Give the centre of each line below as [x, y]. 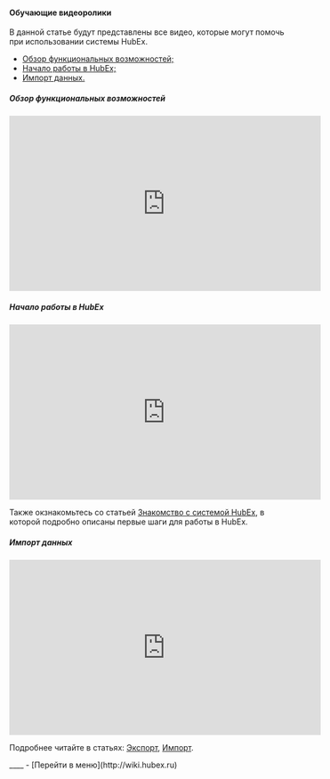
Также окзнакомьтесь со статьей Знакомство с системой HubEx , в [137, 513]
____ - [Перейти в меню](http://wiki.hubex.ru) [93, 765]
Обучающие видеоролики [60, 12]
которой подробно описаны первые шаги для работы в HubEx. [129, 522]
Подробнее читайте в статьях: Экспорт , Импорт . [101, 748]
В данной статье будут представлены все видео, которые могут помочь [147, 32]
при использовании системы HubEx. [79, 42]
